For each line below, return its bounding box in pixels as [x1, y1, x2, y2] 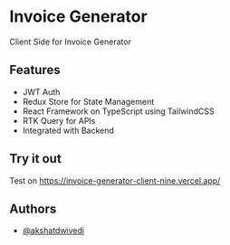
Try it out [9, 151, 62, 166]
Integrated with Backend [22, 125, 115, 136]
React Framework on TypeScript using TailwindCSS [22, 106, 215, 117]
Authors [9, 201, 57, 216]
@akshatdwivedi [22, 225, 84, 236]
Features [9, 62, 61, 78]
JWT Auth [22, 86, 61, 97]
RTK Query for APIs [22, 115, 96, 126]
